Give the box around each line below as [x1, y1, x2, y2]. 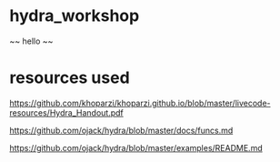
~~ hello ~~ [9, 35, 54, 46]
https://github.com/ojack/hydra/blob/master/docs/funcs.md [9, 125, 234, 136]
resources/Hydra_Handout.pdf [9, 106, 125, 118]
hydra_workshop [9, 5, 140, 26]
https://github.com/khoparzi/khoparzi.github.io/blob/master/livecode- [9, 97, 271, 108]
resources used [9, 67, 130, 88]
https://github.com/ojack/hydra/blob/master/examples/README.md [9, 142, 263, 153]
